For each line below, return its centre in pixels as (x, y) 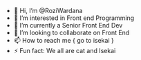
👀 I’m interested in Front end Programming (74, 18)
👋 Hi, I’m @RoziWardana (48, 11)
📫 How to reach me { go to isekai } (64, 40)
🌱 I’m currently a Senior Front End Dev (68, 25)
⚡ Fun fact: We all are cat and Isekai (65, 51)
